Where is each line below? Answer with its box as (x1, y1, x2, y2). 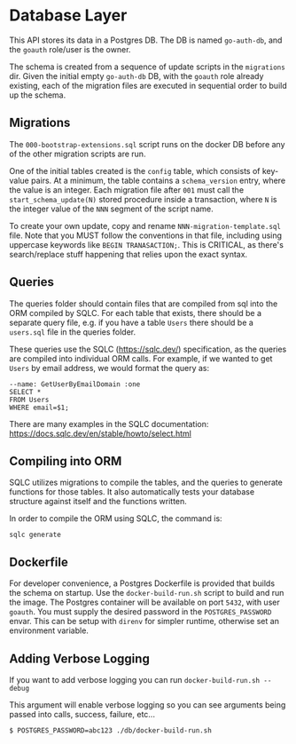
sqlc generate (9, 530, 62, 540)
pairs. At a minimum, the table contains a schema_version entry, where (30, 175, 286, 186)
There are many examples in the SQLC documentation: (9, 418, 209, 429)
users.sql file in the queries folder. (9, 326, 136, 337)
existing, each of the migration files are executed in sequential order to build (9, 80, 287, 91)
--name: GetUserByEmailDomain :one (9, 379, 141, 389)
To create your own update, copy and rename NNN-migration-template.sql (9, 220, 282, 231)
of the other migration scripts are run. (9, 148, 146, 159)
